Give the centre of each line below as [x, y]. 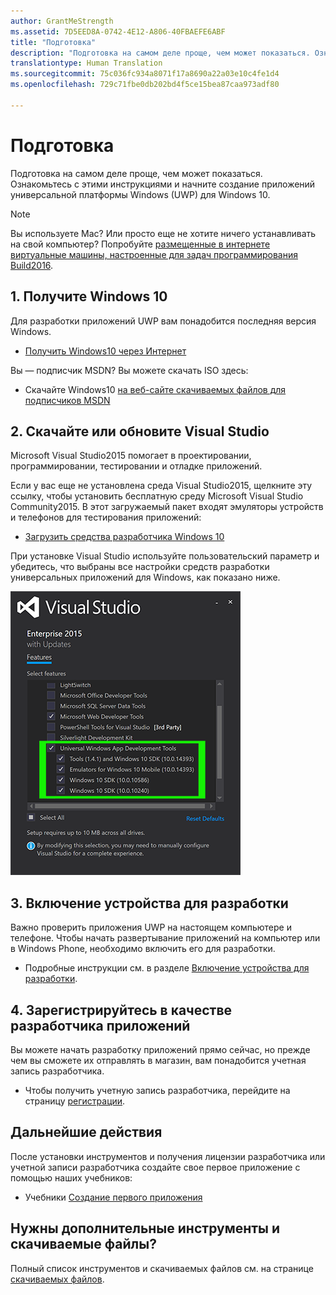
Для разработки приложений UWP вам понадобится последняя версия [163, 321]
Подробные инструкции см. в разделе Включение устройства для [167, 968]
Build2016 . [32, 265]
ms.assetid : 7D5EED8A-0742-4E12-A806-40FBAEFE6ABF [118, 31]
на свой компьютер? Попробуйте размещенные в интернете [140, 244]
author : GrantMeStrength [62, 21]
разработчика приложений [100, 1025]
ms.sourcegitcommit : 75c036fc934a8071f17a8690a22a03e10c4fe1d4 [145, 74]
